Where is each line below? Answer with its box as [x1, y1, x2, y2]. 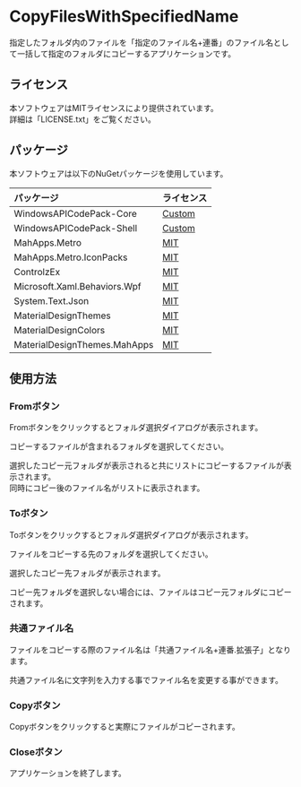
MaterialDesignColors [13, 324, 106, 336]
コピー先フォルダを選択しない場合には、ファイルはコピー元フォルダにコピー [9, 586, 292, 597]
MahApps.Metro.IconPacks [13, 251, 128, 264]
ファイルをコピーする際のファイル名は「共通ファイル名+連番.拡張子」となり [9, 644, 291, 655]
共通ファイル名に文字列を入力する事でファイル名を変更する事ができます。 [9, 674, 284, 685]
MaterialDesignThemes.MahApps [13, 338, 154, 350]
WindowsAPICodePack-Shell [13, 221, 137, 234]
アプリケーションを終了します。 [9, 768, 127, 779]
